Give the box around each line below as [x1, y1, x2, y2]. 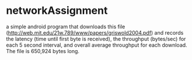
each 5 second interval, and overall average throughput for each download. [6, 42, 188, 48]
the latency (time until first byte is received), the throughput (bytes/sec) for [6, 35, 186, 42]
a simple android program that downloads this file [6, 23, 125, 30]
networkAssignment [6, 4, 108, 17]
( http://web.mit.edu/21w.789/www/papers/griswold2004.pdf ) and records [6, 29, 184, 36]
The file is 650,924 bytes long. [6, 47, 80, 54]
